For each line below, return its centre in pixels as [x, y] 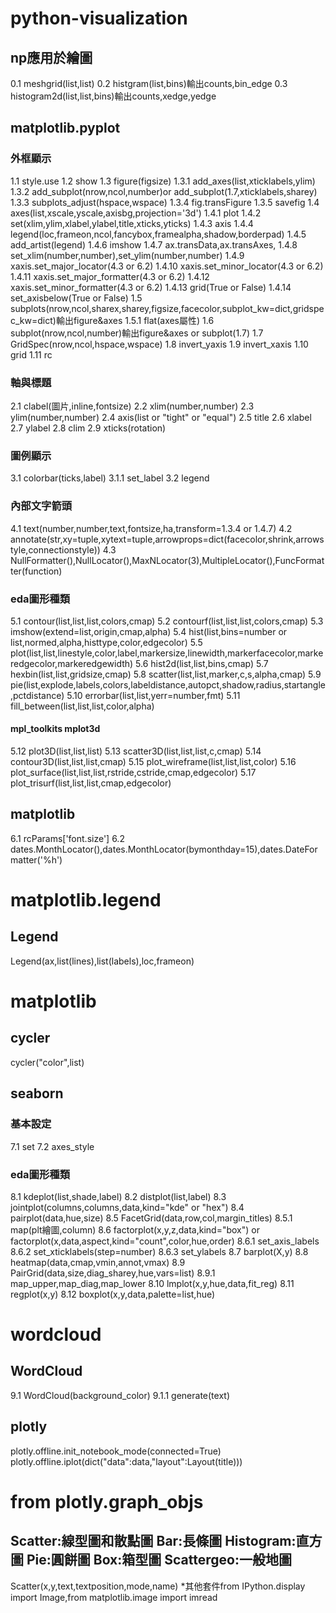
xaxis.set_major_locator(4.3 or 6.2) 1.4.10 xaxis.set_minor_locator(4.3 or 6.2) [167, 266]
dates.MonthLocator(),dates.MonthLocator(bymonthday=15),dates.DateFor [164, 849]
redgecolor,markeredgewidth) [72, 663]
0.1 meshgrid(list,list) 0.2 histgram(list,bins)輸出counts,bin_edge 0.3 [149, 83]
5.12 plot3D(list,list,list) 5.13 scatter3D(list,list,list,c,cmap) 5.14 [136, 751]
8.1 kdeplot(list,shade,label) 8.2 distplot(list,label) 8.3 [118, 1196]
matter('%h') [36, 859]
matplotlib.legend [86, 900]
